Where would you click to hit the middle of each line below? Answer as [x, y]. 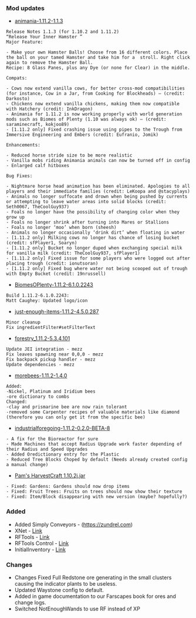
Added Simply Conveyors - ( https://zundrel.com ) [74, 524]
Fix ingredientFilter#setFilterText [51, 328]
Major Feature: [25, 42]
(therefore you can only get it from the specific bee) [76, 417]
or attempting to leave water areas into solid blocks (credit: [86, 202]
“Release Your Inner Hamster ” [44, 37]
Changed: [17, 402]
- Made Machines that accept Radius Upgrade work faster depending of [94, 444]
